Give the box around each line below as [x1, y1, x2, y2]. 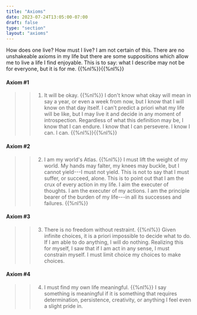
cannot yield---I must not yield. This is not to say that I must [44, 168, 189, 175]
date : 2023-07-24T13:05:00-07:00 [6, 14, 88, 20]
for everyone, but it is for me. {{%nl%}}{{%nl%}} [6, 65, 125, 72]
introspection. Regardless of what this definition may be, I [44, 117, 184, 124]
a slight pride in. [44, 302, 84, 309]
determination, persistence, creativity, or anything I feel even [44, 296, 191, 303]
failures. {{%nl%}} [44, 199, 88, 206]
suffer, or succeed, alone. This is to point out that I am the [44, 175, 184, 182]
